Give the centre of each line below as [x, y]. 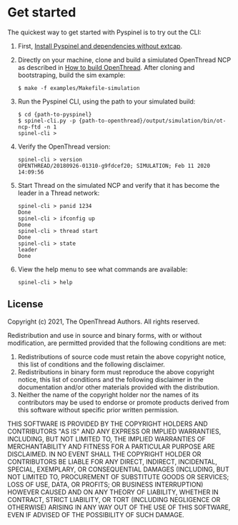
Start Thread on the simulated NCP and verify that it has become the [119, 185]
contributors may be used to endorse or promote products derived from [123, 402]
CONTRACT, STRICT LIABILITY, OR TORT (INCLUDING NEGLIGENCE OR [114, 499]
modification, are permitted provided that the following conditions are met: [117, 343]
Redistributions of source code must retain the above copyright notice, [122, 356]
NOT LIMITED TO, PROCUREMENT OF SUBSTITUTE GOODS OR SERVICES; [118, 476]
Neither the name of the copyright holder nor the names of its [108, 394]
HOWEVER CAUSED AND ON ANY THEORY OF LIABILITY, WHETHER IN [113, 492]
